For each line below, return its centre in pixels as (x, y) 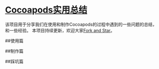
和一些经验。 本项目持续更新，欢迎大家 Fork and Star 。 (60, 30)
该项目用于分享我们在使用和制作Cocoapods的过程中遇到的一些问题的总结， (81, 24)
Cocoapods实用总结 (46, 10)
